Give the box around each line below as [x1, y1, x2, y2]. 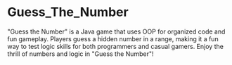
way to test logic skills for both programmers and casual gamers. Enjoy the [7, 42, 224, 50]
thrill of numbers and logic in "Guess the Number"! [7, 50, 154, 58]
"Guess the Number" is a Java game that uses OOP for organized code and [7, 27, 226, 36]
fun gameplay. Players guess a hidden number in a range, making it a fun [7, 34, 219, 43]
